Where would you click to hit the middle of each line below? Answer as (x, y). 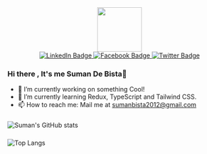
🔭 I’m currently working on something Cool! (81, 89)
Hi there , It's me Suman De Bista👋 (67, 74)
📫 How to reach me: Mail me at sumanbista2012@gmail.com (107, 105)
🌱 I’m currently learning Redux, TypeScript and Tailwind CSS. (107, 97)
